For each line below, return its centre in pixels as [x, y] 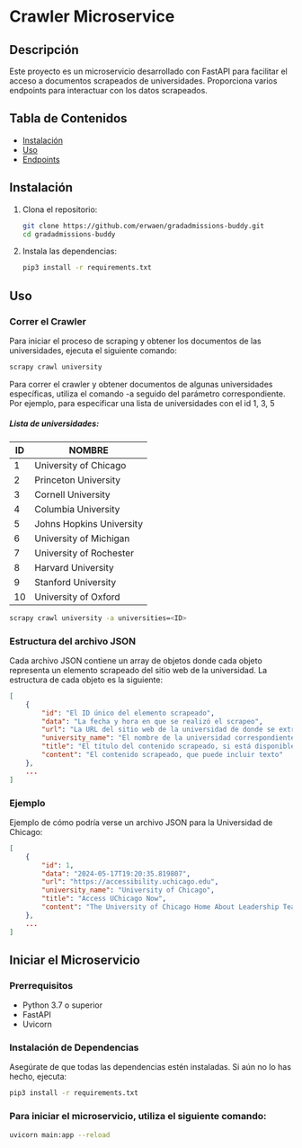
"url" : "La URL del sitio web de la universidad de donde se [159, 730]
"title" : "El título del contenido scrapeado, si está [147, 747]
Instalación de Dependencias [74, 1047]
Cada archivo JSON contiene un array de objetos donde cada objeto [136, 660]
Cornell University [72, 494]
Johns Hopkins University [89, 523]
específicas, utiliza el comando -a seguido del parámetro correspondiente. [147, 394]
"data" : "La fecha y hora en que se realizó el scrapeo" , [152, 721]
